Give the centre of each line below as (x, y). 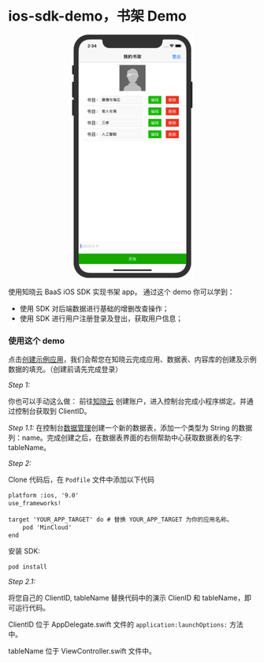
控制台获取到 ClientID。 (53, 412)
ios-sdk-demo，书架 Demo (97, 16)
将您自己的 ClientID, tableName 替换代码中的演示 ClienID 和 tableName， (126, 598)
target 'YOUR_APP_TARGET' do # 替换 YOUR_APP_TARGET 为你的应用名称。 (121, 520)
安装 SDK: (24, 551)
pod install (28, 567)
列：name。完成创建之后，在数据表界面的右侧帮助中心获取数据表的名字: (125, 438)
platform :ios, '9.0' (44, 496)
